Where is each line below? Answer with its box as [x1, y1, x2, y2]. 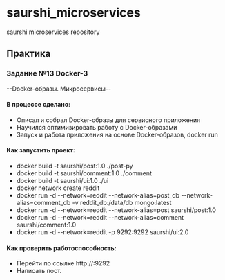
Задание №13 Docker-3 [6, 69, 88, 78]
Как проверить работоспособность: [6, 244, 117, 252]
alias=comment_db [16, 199, 71, 207]
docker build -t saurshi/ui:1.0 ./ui [16, 177, 109, 185]
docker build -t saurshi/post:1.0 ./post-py [16, 161, 133, 170]
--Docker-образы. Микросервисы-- [6, 85, 112, 93]
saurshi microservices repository [6, 28, 100, 36]
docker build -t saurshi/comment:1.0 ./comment [16, 169, 153, 177]
